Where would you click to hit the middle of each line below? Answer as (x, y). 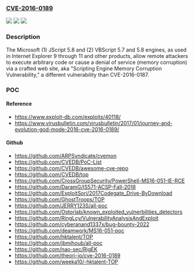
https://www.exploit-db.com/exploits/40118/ (68, 117)
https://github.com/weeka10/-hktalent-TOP (66, 262)
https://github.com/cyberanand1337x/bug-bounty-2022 (82, 224)
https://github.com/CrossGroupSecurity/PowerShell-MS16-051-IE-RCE (100, 181)
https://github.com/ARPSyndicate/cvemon (66, 155)
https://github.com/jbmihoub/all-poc (58, 243)
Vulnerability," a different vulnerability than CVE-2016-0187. (78, 74)
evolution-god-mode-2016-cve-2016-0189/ (67, 129)
